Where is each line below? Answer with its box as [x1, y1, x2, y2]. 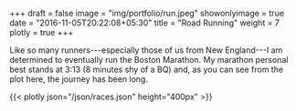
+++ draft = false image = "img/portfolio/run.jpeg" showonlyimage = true [9, 8, 285, 18]
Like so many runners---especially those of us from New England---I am [9, 45, 283, 55]
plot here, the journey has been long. [9, 74, 149, 85]
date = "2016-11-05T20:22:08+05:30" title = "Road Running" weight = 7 [9, 17, 280, 28]
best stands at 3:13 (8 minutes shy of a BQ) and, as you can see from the [9, 64, 284, 75]
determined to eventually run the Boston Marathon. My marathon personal [9, 55, 289, 65]
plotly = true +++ [9, 27, 74, 37]
